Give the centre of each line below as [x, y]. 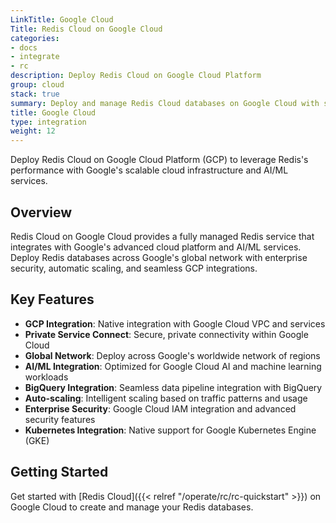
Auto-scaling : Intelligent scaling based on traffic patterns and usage [166, 398]
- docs [24, 47]
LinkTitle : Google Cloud [62, 19]
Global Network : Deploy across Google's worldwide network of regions [172, 355]
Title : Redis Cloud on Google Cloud [86, 29]
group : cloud [37, 85]
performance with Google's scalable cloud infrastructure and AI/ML [149, 170]
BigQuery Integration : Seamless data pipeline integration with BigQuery [173, 387]
